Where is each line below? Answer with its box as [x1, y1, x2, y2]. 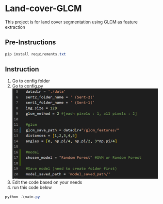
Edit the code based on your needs [12, 179, 82, 185]
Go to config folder [12, 78, 50, 84]
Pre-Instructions [5, 38, 56, 47]
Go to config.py [12, 83, 44, 89]
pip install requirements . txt [5, 51, 66, 56]
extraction [5, 24, 26, 30]
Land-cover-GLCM [5, 3, 82, 14]
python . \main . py [5, 195, 40, 200]
